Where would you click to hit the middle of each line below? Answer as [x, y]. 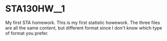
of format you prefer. [27, 33]
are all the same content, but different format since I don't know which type [84, 27]
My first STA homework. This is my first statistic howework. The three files [83, 22]
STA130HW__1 [35, 9]
